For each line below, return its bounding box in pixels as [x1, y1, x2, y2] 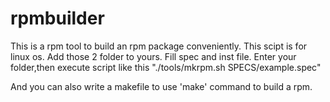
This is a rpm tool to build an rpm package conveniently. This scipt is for [10, 40, 308, 52]
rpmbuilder [10, 7, 105, 30]
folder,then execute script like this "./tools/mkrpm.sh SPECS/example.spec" [10, 61, 322, 73]
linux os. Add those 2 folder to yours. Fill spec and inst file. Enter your [10, 50, 297, 62]
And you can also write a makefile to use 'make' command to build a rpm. [10, 80, 313, 92]
